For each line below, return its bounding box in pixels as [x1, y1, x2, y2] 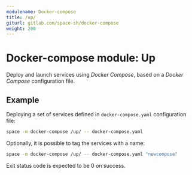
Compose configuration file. [6, 77, 75, 85]
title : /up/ [6, 14, 36, 20]
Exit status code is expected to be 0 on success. [6, 162, 126, 169]
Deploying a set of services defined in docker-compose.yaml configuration [6, 111, 187, 117]
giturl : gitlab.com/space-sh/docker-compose [6, 20, 119, 26]
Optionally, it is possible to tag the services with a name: [6, 139, 145, 147]
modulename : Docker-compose [6, 8, 77, 15]
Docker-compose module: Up [6, 52, 156, 65]
